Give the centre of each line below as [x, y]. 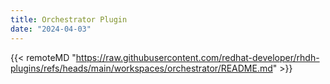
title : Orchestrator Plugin [69, 19]
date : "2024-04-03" [51, 29]
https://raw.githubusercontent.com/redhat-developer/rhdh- [197, 57]
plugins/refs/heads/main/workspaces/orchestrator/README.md [141, 68]
